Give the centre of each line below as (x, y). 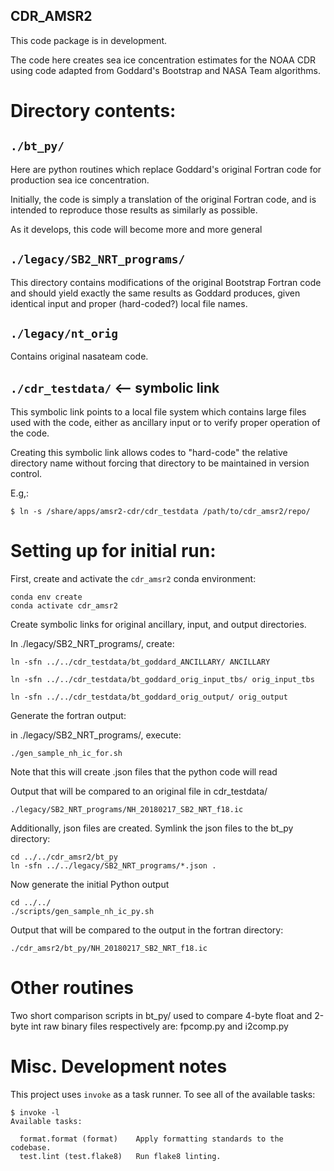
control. (26, 474)
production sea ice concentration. (80, 180)
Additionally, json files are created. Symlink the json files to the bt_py (152, 828)
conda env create (46, 597)
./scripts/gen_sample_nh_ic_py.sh (82, 912)
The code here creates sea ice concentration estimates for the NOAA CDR (163, 60)
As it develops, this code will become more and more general (136, 229)
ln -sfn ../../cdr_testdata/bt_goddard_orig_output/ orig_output (149, 697)
